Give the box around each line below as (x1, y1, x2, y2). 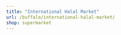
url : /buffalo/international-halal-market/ (6, 14, 116, 20)
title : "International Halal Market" (6, 8, 100, 15)
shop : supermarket (6, 20, 52, 26)
